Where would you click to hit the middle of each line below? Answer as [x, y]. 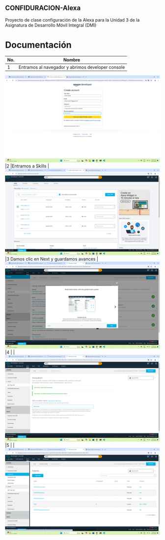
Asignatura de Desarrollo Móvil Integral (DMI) [51, 25]
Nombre [72, 60]
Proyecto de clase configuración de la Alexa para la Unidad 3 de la [72, 20]
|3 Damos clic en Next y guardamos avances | [52, 259]
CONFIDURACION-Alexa [43, 8]
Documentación [39, 45]
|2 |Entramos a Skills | [27, 166]
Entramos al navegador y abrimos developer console [72, 67]
